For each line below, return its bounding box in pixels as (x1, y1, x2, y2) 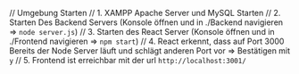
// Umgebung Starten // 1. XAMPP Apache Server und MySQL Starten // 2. (9, 8, 281, 18)
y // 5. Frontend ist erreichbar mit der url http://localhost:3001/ (9, 55, 247, 65)
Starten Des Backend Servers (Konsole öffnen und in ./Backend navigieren (9, 17, 284, 28)
